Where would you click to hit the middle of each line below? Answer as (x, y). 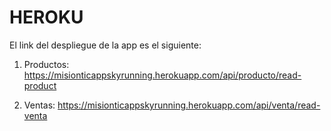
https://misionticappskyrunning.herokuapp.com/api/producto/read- (162, 75)
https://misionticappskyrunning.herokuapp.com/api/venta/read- (189, 105)
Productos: (46, 64)
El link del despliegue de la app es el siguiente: (105, 45)
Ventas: (39, 105)
